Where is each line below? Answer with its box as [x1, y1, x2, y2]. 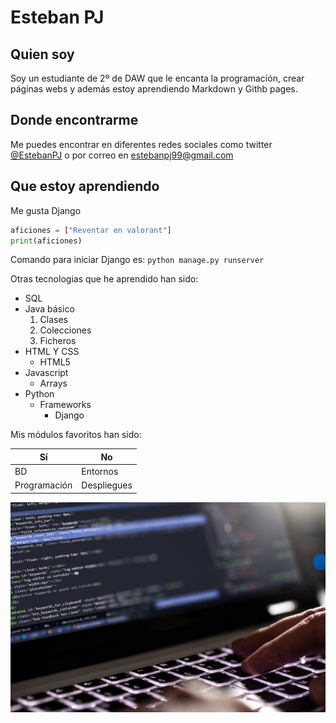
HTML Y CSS [24, 346, 80, 358]
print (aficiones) [10, 236, 83, 246]
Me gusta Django [10, 204, 82, 216]
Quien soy [10, 46, 75, 63]
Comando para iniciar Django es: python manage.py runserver [10, 254, 265, 266]
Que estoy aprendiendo [10, 178, 160, 195]
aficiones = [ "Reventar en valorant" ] [10, 225, 172, 235]
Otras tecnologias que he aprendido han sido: [10, 273, 199, 285]
